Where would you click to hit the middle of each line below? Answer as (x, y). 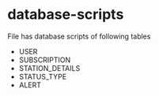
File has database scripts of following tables (79, 36)
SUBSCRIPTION (45, 60)
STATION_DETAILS (49, 68)
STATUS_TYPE (43, 76)
